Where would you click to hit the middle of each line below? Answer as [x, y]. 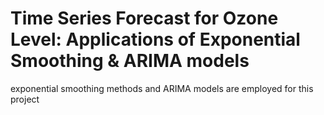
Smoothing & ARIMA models [130, 61]
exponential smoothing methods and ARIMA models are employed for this [162, 88]
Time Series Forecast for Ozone [144, 18]
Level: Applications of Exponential [155, 39]
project [25, 99]
